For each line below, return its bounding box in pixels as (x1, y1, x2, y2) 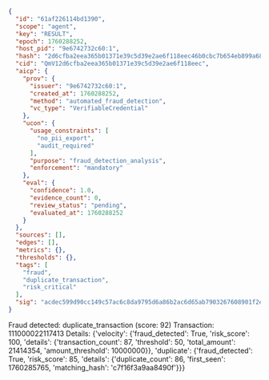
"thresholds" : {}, (15, 253, 78, 261)
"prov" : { (22, 75, 56, 83)
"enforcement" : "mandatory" (29, 164, 124, 172)
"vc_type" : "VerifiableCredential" (29, 104, 149, 112)
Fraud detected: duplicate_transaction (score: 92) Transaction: (8, 320, 215, 329)
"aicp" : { (15, 67, 48, 75)
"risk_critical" (22, 283, 78, 292)
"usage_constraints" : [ (29, 127, 110, 135)
